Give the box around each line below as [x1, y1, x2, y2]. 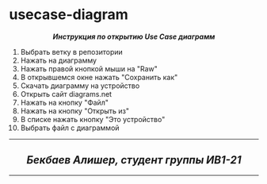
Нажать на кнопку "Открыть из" [20, 105, 130, 116]
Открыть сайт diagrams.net [20, 89, 113, 98]
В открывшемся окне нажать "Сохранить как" [20, 72, 178, 82]
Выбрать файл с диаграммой [20, 123, 120, 132]
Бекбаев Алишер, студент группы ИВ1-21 [26, 153, 242, 167]
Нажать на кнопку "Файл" [20, 98, 109, 107]
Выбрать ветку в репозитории [20, 47, 124, 56]
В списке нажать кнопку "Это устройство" [20, 114, 166, 124]
